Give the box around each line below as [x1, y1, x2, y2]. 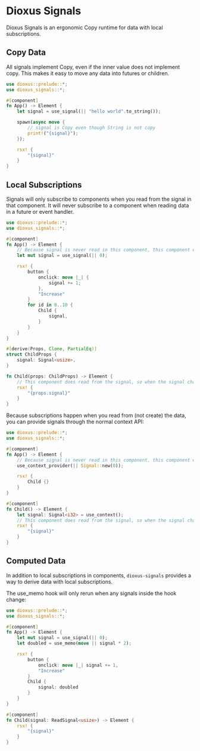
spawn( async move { [17, 119, 65, 126]
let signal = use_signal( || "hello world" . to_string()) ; [17, 108, 161, 114]
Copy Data [6, 48, 46, 58]
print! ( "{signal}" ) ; [27, 130, 79, 136]
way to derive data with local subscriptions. [6, 578, 113, 585]
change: [6, 596, 27, 603]
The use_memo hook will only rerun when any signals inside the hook [6, 590, 177, 597]
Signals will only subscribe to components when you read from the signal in [6, 195, 192, 202]
